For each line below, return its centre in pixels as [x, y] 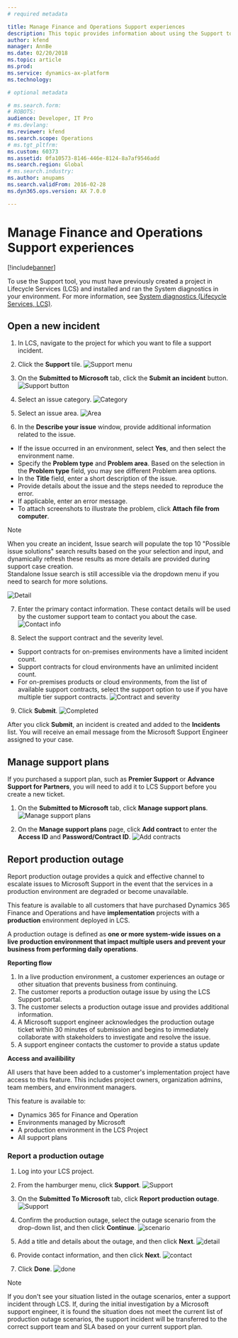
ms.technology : [30, 80]
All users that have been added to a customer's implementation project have [119, 1072]
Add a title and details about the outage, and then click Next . [106, 1241]
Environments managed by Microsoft [71, 1122]
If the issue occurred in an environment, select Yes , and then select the [122, 448]
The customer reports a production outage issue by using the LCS [114, 992]
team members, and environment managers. [72, 1087]
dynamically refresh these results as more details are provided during [109, 559]
